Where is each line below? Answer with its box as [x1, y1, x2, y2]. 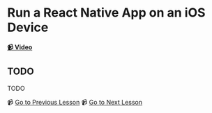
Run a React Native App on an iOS [7, 5, 206, 21]
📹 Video [7, 43, 33, 51]
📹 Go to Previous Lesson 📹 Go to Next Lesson [7, 98, 143, 106]
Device [7, 19, 49, 35]
